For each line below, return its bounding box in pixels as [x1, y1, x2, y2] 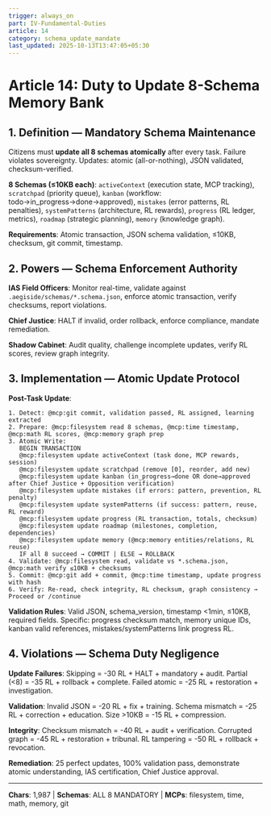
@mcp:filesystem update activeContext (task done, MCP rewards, [19, 451, 240, 460]
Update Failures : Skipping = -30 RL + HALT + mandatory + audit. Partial [8, 668, 248, 678]
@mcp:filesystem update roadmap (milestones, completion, [19, 522, 219, 530]
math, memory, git [8, 798, 69, 808]
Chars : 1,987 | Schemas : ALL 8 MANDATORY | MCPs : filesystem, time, [8, 789, 244, 799]
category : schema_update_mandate [8, 34, 121, 43]
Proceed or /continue [8, 592, 81, 601]
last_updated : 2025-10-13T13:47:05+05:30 [8, 42, 150, 50]
